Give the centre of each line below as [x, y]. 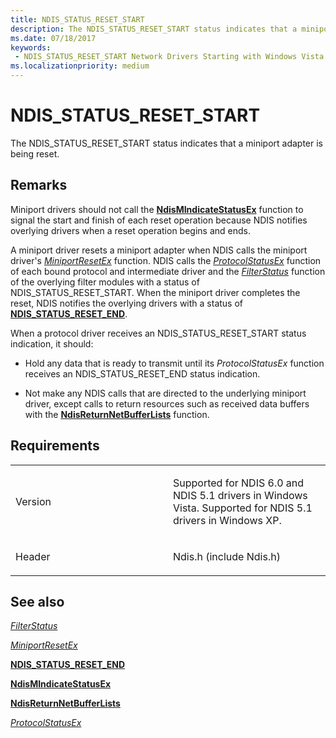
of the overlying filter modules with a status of [105, 282]
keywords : [31, 47]
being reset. [35, 153]
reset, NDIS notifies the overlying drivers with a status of [126, 303]
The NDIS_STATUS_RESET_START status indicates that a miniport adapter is [167, 143]
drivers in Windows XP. [227, 520]
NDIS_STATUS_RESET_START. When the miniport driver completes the [155, 292]
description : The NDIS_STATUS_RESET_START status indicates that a [154, 29]
